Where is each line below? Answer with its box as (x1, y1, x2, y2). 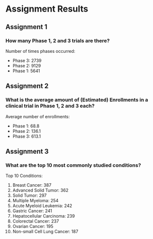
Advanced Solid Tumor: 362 (12, 188, 69, 193)
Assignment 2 (5, 82, 49, 90)
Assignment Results (5, 3, 89, 15)
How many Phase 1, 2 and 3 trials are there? (5, 37, 110, 44)
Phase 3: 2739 (12, 57, 42, 64)
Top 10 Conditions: (5, 173, 43, 179)
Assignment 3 (5, 147, 49, 156)
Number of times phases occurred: (5, 48, 76, 54)
